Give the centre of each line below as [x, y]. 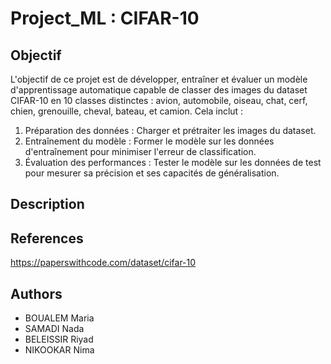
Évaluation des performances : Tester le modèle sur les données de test [173, 162]
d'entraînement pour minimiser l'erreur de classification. [140, 151]
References [47, 238]
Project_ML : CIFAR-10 [105, 18]
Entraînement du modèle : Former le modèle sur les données [149, 141]
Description [47, 204]
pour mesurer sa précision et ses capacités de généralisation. [152, 173]
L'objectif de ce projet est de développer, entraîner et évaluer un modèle [159, 79]
